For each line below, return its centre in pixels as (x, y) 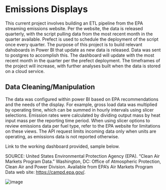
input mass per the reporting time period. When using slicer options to (78, 120)
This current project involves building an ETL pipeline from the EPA (74, 23)
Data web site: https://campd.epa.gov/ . (45, 172)
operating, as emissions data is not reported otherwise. (62, 136)
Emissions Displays (47, 9)
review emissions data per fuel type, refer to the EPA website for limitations (83, 126)
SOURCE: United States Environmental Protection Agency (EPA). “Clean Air (82, 156)
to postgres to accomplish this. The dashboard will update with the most (80, 55)
